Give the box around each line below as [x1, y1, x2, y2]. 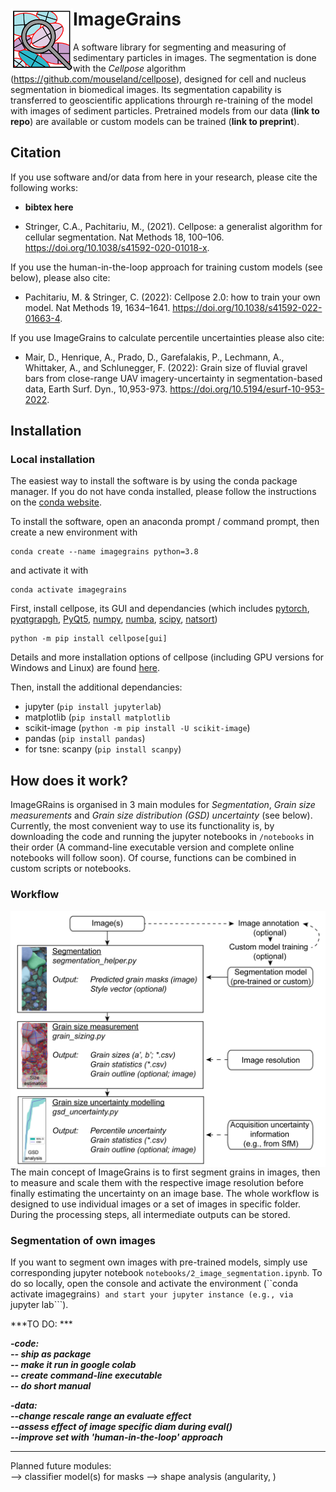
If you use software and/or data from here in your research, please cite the [10, 171, 318, 183]
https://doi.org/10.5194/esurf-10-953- [169, 383, 325, 395]
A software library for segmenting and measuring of [73, 41, 287, 53]
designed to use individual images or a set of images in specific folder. [10, 1198, 302, 1210]
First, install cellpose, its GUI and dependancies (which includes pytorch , [10, 603, 310, 615]
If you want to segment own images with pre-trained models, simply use [10, 1256, 308, 1268]
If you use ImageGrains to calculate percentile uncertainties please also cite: [10, 331, 325, 343]
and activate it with [10, 564, 89, 577]
